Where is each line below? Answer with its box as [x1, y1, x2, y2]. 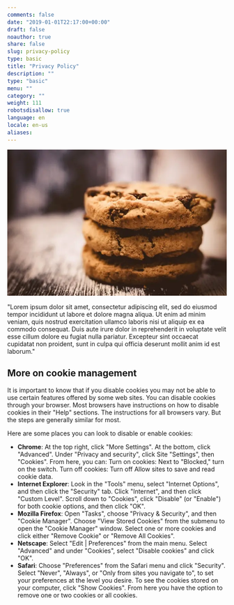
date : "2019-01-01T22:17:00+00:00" [7, 18, 111, 26]
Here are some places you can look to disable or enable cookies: [7, 429, 193, 438]
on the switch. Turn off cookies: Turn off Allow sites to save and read [17, 465, 215, 473]
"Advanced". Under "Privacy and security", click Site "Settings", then [17, 450, 214, 458]
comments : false [7, 11, 54, 18]
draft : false [7, 26, 45, 33]
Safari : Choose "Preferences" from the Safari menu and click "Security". [17, 561, 226, 569]
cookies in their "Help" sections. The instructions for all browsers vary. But [7, 408, 221, 417]
